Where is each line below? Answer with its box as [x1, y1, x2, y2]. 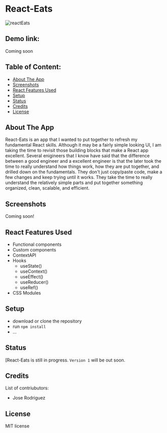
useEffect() [20, 274, 44, 279]
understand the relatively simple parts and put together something [5, 179, 143, 186]
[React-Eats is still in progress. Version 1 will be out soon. [5, 357, 126, 363]
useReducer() [20, 279, 49, 285]
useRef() [20, 284, 38, 291]
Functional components [12, 241, 62, 247]
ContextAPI [12, 252, 36, 258]
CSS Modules [12, 290, 41, 296]
